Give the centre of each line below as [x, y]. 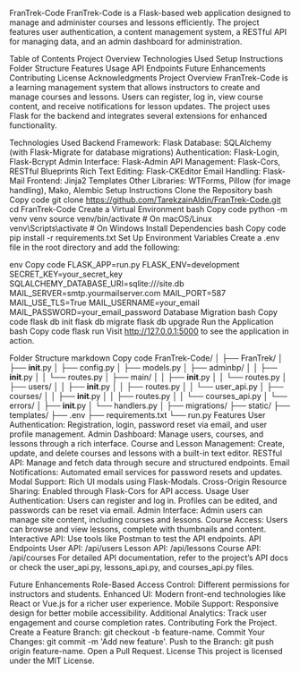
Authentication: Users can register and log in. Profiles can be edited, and [143, 501]
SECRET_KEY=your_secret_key [66, 274]
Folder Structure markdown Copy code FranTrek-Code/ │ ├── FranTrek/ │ [146, 358]
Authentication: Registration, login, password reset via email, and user [138, 425]
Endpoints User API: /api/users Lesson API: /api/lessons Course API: [135, 548]
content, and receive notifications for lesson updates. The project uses [140, 106]
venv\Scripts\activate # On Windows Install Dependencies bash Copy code [148, 228]
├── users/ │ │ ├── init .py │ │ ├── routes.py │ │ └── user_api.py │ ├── [146, 387]
